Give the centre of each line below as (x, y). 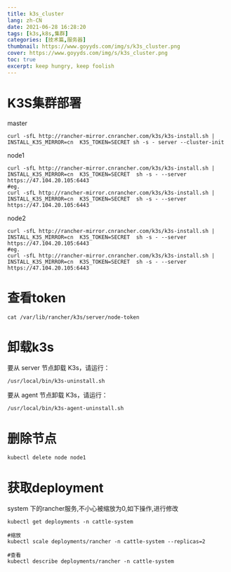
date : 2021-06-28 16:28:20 (47, 27)
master (18, 123)
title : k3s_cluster (36, 14)
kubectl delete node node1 (47, 458)
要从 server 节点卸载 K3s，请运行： (59, 368)
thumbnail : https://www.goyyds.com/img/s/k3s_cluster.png (94, 46)
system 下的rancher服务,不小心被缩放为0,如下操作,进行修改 (93, 509)
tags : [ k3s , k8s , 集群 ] (38, 33)
